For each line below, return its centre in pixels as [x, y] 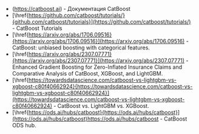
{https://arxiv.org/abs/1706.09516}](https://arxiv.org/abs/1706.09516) [98, 41]
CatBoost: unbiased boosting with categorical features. [81, 48]
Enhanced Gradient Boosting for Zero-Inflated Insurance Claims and [97, 67]
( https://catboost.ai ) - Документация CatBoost [71, 9]
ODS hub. [24, 125]
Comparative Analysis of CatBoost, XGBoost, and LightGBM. [87, 73]
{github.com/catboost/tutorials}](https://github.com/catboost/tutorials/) [101, 22]
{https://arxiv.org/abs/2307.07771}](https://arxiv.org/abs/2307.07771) [98, 61]
